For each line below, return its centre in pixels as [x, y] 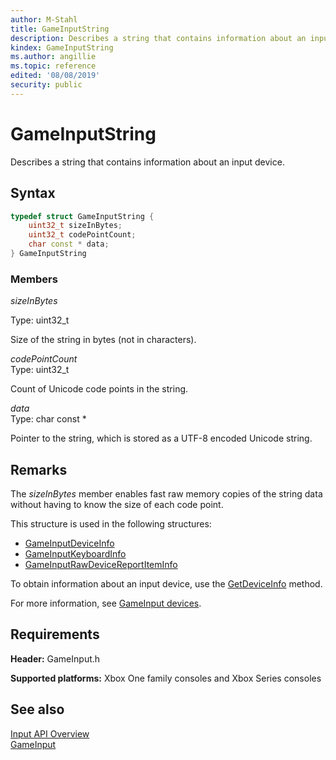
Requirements [55, 634]
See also [37, 709]
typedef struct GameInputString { [82, 216]
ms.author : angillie [53, 57]
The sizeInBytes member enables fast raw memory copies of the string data [166, 493]
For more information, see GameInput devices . [106, 603]
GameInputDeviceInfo [69, 543]
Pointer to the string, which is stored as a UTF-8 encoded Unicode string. [161, 438]
